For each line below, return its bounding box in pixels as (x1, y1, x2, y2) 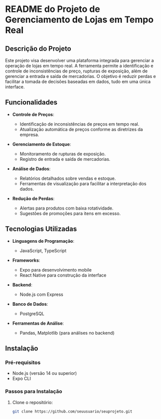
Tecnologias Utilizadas (5, 225, 77, 233)
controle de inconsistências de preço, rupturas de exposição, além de (5, 68, 148, 74)
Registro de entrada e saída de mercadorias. (19, 156, 110, 162)
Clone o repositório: (12, 399, 53, 405)
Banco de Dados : (12, 301, 49, 307)
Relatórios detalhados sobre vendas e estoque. (19, 175, 116, 181)
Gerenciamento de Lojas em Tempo (5, 14, 154, 25)
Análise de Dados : (12, 165, 51, 172)
